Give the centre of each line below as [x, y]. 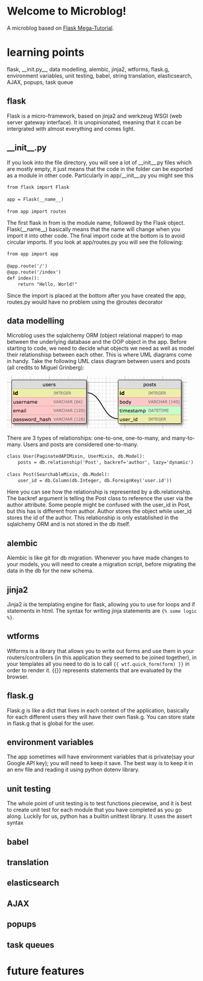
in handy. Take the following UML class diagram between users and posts [99, 361]
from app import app [33, 254]
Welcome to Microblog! [66, 11]
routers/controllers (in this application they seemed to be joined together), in [102, 657]
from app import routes [37, 211]
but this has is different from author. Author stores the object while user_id [99, 511]
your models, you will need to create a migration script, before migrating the [101, 564]
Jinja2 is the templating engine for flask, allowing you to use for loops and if [101, 604]
